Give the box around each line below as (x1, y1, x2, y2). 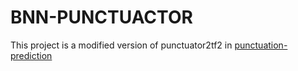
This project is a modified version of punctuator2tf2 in (10, 39, 233, 51)
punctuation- (234, 39, 288, 51)
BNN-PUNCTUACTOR (10, 6, 193, 29)
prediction (10, 49, 53, 61)
